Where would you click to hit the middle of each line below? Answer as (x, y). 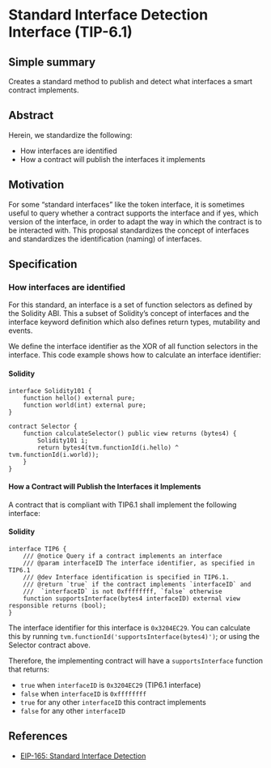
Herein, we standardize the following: (70, 134)
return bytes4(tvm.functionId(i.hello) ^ (108, 447)
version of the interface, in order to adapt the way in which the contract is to (135, 221)
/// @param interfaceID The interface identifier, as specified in (139, 563)
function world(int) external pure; (85, 405)
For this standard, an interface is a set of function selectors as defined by (131, 305)
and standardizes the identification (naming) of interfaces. (105, 239)
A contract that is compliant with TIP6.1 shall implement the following (123, 505)
